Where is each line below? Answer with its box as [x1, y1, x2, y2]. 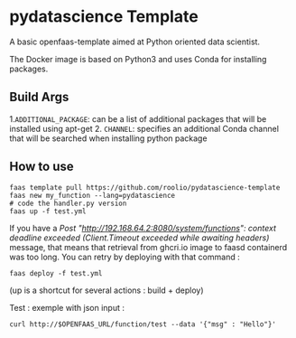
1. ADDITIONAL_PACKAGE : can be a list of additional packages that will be [9, 113, 267, 124]
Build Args [9, 89, 69, 105]
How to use [9, 159, 74, 174]
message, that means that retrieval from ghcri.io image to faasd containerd [9, 241, 288, 252]
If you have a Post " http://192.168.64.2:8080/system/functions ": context [9, 222, 277, 233]
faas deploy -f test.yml [9, 268, 103, 277]
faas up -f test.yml [9, 206, 88, 216]
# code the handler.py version [9, 199, 127, 208]
